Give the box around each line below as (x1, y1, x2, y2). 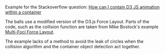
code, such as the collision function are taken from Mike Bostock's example (5, 24, 159, 30)
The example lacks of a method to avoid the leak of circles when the (5, 38, 144, 44)
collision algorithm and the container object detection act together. (5, 44, 140, 49)
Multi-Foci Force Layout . (5, 29, 55, 35)
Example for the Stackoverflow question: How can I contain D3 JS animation (5, 4, 160, 10)
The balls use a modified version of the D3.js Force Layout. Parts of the (5, 19, 149, 24)
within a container (5, 9, 42, 15)
